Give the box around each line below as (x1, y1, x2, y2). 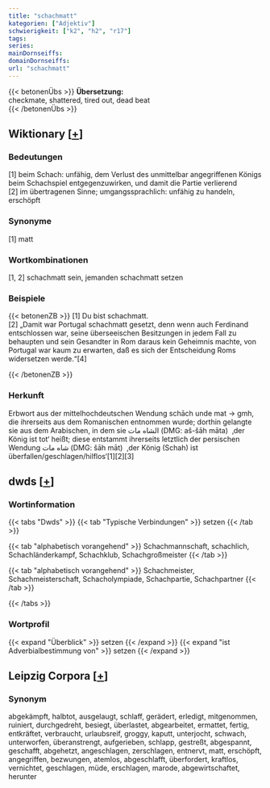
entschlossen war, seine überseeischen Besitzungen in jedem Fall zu (8, 328, 237, 338)
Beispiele (8, 293, 46, 304)
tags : (8, 34, 27, 43)
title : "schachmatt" (8, 11, 78, 20)
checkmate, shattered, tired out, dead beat (8, 95, 151, 105)
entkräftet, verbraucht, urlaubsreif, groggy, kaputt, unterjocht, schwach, (8, 729, 247, 739)
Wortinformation (8, 499, 75, 510)
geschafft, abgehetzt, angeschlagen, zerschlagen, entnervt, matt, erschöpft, (8, 746, 262, 756)
